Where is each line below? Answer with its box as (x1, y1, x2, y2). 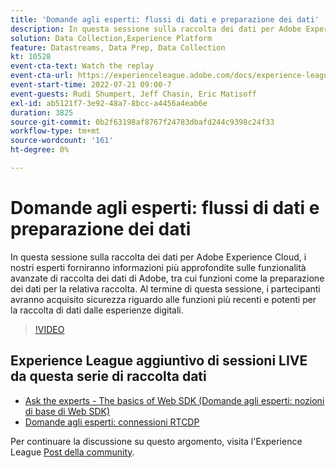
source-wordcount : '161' (10, 136, 114, 146)
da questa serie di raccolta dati (10, 368, 207, 385)
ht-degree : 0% (10, 145, 70, 155)
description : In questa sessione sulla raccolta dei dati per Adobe (10, 24, 302, 34)
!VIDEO (34, 323, 65, 335)
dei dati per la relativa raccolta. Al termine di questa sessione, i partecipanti (10, 282, 321, 295)
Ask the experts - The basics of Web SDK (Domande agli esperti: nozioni (24, 394, 325, 406)
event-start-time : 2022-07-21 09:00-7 (10, 80, 172, 90)
